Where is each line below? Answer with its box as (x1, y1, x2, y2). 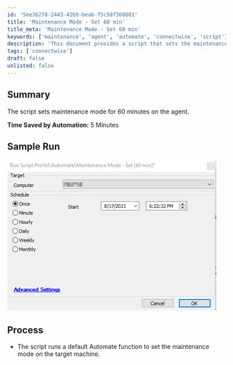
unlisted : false (7, 62, 54, 69)
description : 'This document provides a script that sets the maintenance (7, 40, 228, 48)
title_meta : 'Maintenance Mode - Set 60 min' (7, 26, 141, 33)
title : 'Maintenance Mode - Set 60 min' (7, 18, 126, 26)
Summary (7, 89, 51, 100)
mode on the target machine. (17, 350, 101, 358)
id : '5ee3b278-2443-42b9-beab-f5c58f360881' (7, 11, 138, 18)
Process (7, 324, 44, 336)
